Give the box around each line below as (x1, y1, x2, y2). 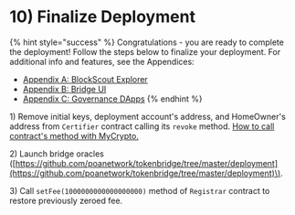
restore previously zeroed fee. (9, 195, 123, 206)
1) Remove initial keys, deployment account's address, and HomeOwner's (9, 111, 286, 122)
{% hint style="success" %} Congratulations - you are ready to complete (9, 37, 285, 48)
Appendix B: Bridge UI (22, 83, 107, 94)
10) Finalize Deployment (9, 6, 196, 27)
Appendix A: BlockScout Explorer (22, 73, 148, 84)
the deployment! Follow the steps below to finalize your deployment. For (9, 46, 281, 57)
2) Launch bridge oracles (9, 148, 105, 159)
